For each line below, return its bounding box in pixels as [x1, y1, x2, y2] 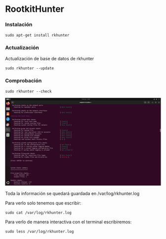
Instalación [5, 21, 33, 28]
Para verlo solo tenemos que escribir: [5, 200, 82, 206]
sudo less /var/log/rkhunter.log [5, 229, 74, 234]
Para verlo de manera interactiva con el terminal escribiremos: [5, 219, 132, 225]
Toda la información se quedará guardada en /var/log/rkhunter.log [5, 190, 140, 196]
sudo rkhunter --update [5, 66, 54, 71]
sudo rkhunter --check [5, 89, 52, 94]
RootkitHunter [5, 3, 64, 15]
